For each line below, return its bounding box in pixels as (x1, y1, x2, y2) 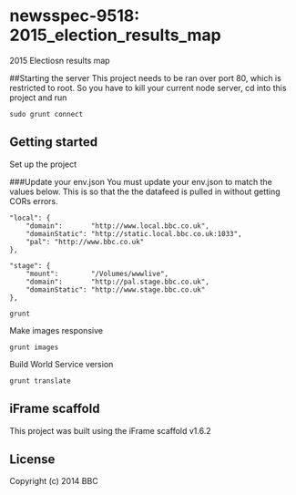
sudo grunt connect (9, 109, 84, 119)
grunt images (9, 343, 59, 352)
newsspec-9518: (9, 5, 140, 26)
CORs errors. (9, 195, 59, 206)
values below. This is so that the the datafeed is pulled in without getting (9, 186, 281, 197)
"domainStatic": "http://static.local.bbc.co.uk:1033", (26, 229, 243, 238)
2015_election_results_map (9, 25, 221, 46)
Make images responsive (9, 325, 103, 335)
